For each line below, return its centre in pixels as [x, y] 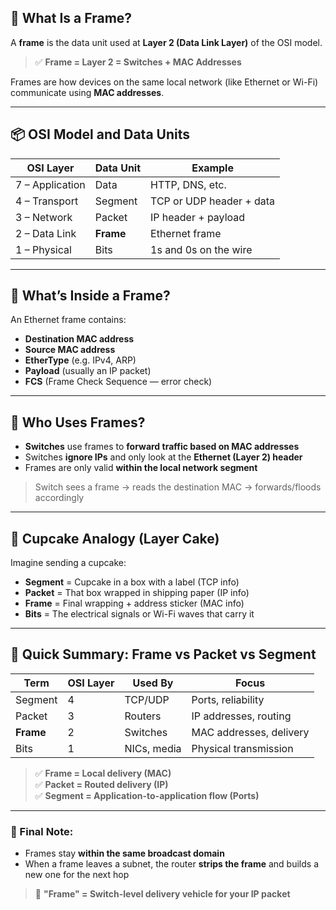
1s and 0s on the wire [201, 249]
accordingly [59, 498]
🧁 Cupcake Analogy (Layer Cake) [115, 538]
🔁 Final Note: [42, 831]
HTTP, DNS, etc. [188, 184]
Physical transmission [242, 748]
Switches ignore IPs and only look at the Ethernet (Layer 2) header [163, 457]
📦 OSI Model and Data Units [100, 134]
